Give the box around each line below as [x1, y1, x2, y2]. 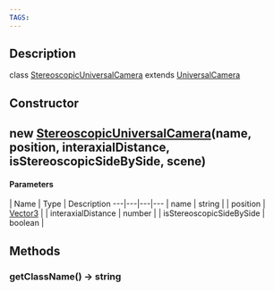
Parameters [9, 179, 54, 189]
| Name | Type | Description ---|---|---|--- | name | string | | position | [9, 198, 266, 210]
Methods [9, 243, 61, 259]
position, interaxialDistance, [9, 140, 170, 155]
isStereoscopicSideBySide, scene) [9, 154, 207, 170]
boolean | [9, 218, 45, 229]
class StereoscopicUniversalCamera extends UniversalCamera [9, 70, 241, 80]
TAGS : [9, 12, 30, 22]
